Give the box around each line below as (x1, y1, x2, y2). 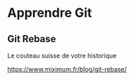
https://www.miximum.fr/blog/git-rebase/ (7, 65, 127, 73)
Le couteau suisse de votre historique (7, 51, 117, 60)
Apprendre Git (7, 5, 92, 21)
